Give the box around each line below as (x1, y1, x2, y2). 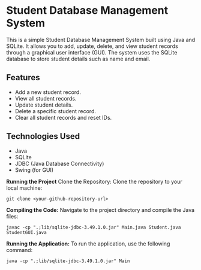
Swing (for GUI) (14, 166, 54, 174)
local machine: (6, 184, 43, 192)
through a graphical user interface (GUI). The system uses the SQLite (6, 48, 178, 56)
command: (6, 246, 33, 253)
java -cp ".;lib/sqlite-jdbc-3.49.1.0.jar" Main (6, 258, 130, 264)
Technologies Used (6, 131, 80, 141)
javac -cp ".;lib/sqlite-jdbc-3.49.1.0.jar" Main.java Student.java (6, 224, 181, 230)
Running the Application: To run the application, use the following (6, 240, 170, 247)
